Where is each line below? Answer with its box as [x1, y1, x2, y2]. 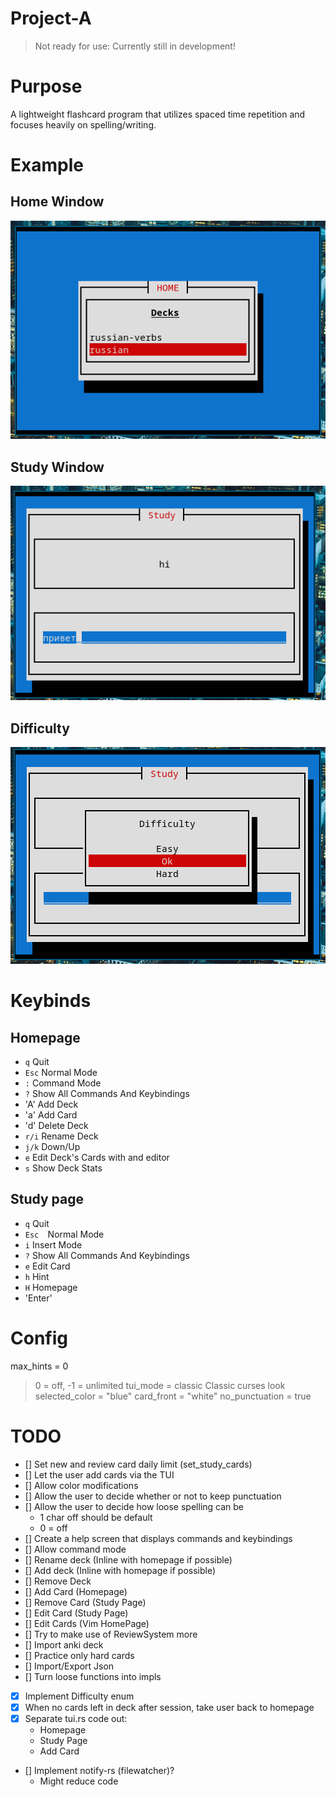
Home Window [10, 193, 105, 211]
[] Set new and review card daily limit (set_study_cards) [24, 1458, 253, 1470]
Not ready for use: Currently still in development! [34, 40, 236, 52]
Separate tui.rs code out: [24, 1712, 128, 1724]
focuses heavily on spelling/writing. [10, 118, 157, 131]
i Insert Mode [24, 1238, 83, 1251]
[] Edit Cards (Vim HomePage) [24, 1617, 150, 1629]
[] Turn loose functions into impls [24, 1670, 162, 1682]
